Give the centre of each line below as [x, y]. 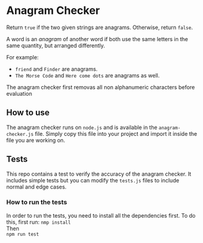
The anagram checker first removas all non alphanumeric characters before [101, 87]
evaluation [19, 93]
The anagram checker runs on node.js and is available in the [82, 127]
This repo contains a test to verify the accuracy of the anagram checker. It [99, 174]
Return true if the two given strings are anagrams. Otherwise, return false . [100, 27]
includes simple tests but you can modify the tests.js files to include [93, 180]
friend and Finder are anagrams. [56, 69]
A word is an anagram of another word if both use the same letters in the [97, 39]
